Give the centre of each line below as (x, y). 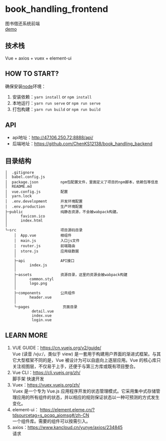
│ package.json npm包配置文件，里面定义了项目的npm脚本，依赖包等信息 (82, 182)
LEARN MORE (26, 335)
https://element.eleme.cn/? (67, 410)
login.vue (41, 320)
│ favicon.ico (25, 217)
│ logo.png (31, 283)
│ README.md (19, 187)
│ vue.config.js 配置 (37, 192)
